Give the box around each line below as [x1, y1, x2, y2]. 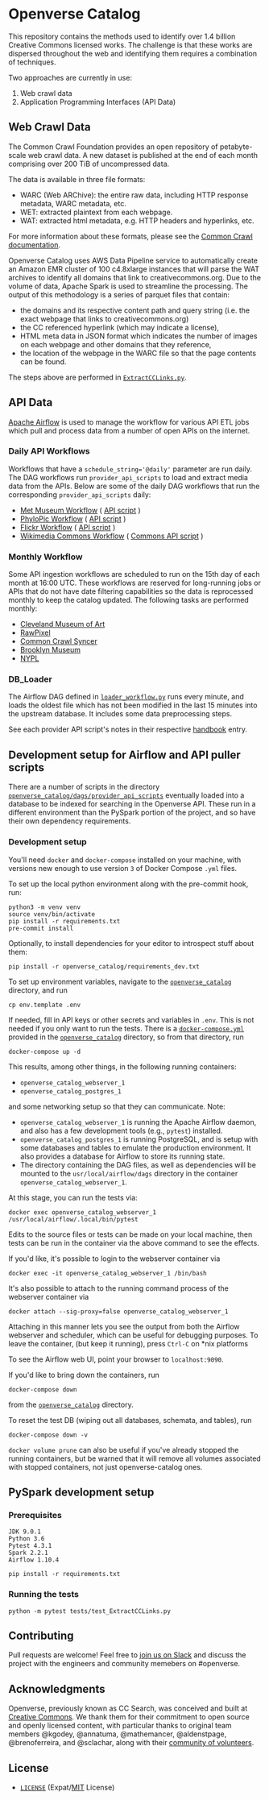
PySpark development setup [8, 1485, 155, 1499]
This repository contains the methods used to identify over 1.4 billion [8, 31, 236, 41]
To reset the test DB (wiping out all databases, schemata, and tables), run [8, 1415, 252, 1425]
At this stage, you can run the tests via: [8, 1192, 139, 1202]
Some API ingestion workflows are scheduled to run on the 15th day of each [8, 570, 260, 579]
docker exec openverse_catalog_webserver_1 [8, 1208, 157, 1217]
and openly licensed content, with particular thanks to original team [8, 1721, 232, 1731]
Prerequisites [8, 1509, 62, 1520]
